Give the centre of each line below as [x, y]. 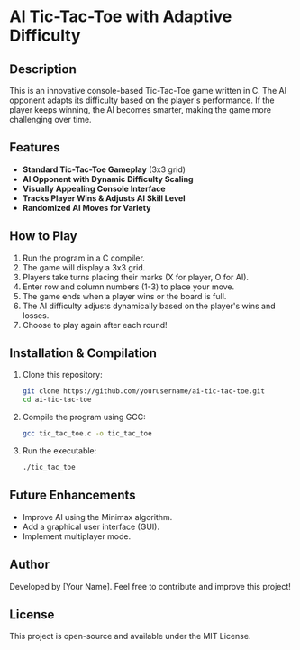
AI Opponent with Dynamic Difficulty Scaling [108, 179]
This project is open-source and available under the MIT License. [130, 636]
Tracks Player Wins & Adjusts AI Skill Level [104, 198]
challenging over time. [50, 119]
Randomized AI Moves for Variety [86, 207]
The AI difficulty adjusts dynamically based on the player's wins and [149, 306]
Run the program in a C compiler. [84, 258]
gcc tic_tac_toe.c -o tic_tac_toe [87, 434]
